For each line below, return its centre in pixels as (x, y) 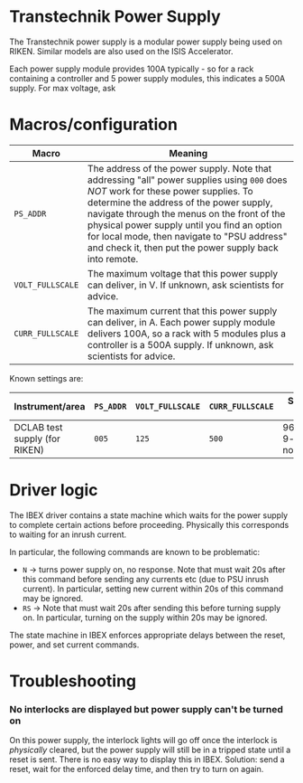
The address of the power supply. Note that (179, 168)
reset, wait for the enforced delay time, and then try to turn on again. (137, 769)
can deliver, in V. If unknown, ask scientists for (185, 285)
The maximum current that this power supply (182, 311)
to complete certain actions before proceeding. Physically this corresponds (149, 524)
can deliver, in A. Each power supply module (181, 322)
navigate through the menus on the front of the (186, 213)
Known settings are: (46, 378)
